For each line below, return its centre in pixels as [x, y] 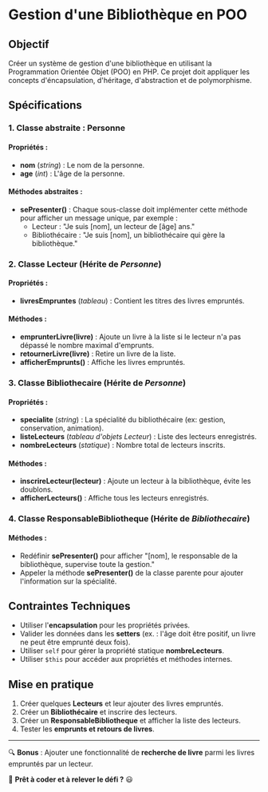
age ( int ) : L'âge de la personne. [72, 173]
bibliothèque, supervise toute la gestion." [87, 564]
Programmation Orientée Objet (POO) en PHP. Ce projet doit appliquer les [129, 72]
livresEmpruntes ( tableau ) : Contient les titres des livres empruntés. [132, 300]
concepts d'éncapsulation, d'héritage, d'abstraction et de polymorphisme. [130, 80]
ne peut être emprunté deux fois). [75, 642]
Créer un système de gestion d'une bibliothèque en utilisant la [110, 63]
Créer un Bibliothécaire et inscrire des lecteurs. [99, 712]
